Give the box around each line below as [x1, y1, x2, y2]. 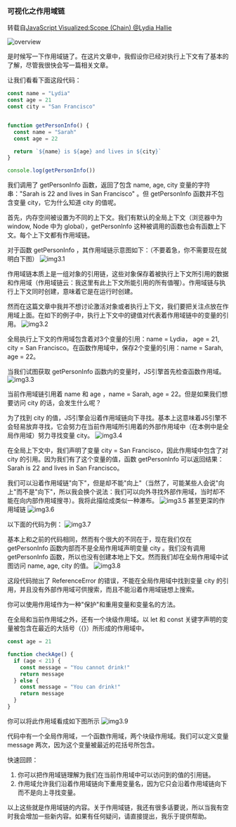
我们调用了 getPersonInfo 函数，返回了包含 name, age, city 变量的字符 [7, 181, 211, 189]
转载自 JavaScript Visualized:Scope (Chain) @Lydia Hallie [7, 23, 172, 32]
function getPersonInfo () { [7, 122, 90, 129]
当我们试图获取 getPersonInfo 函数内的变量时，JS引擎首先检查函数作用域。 [7, 368, 225, 376]
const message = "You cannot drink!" [20, 664, 131, 671]
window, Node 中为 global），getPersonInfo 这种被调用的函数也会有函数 [7, 222, 214, 230]
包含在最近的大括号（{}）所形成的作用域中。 [19, 624, 148, 633]
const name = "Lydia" [7, 90, 71, 97]
